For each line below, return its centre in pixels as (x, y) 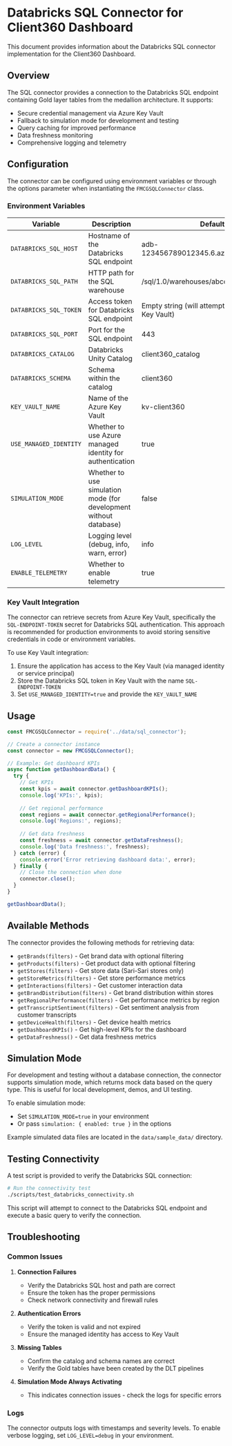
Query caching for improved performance (77, 128)
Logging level (110, 535)
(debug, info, (109, 544)
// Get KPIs (37, 783)
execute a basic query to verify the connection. (74, 1216)
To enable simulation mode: (47, 1103)
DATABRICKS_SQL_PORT (44, 334)
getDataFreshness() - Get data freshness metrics (87, 1037)
